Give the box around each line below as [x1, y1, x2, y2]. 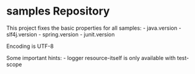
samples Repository [6, 4, 110, 18]
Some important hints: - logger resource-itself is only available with [6, 54, 176, 61]
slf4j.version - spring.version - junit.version [6, 30, 115, 38]
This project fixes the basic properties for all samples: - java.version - [6, 24, 182, 32]
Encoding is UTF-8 [6, 42, 54, 50]
